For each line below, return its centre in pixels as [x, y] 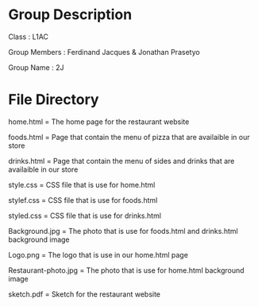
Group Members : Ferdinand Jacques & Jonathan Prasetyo [104, 52]
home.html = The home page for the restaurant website [99, 122]
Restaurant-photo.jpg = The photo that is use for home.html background [126, 270]
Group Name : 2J [36, 67]
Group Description [70, 15]
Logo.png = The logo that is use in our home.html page [98, 255]
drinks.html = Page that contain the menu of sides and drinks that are [121, 161]
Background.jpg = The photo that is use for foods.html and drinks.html [123, 231]
